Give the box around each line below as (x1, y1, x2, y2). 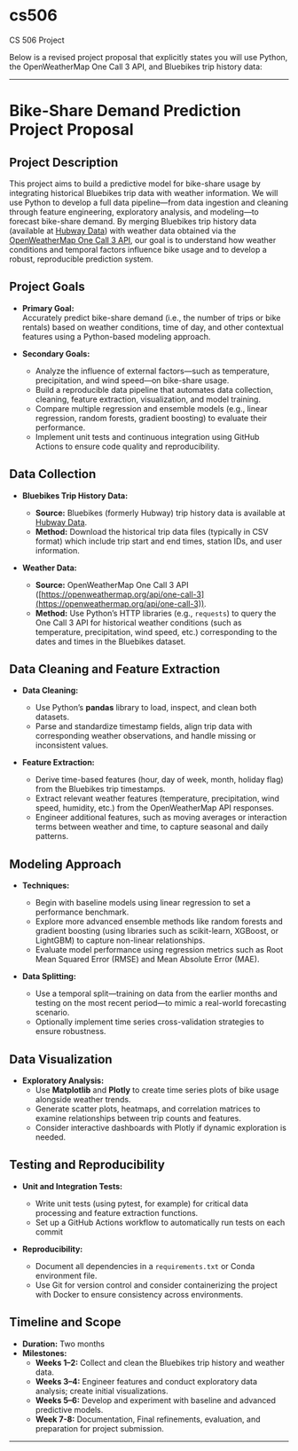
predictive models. (35, 1404, 104, 1415)
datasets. (35, 711, 69, 723)
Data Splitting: (21, 971, 77, 982)
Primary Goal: (21, 302, 74, 313)
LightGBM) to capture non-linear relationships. (35, 935, 206, 945)
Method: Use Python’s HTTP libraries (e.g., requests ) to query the (35, 608, 277, 618)
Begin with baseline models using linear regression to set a (35, 898, 251, 908)
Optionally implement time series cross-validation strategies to (35, 1016, 264, 1027)
